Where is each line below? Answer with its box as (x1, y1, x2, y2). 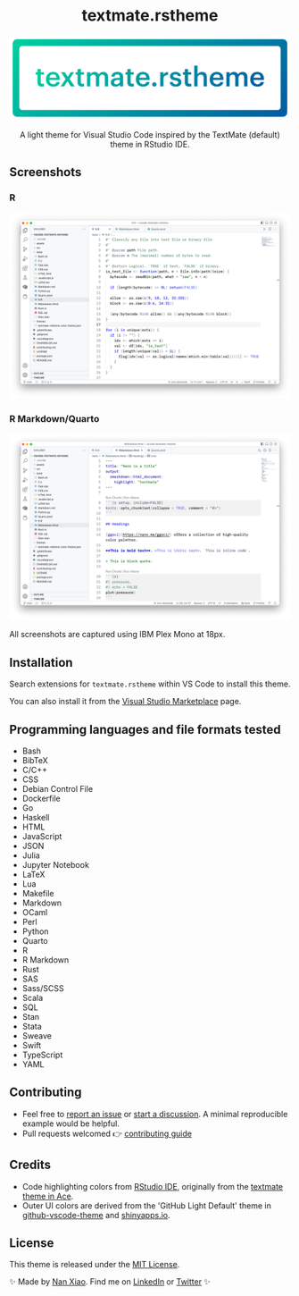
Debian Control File (21, 784, 94, 795)
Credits (9, 1157, 52, 1173)
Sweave (21, 1031, 52, 1041)
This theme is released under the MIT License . (9, 1259, 180, 1270)
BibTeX (21, 755, 49, 766)
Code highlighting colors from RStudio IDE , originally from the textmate (21, 1181, 284, 1191)
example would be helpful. (21, 1118, 120, 1129)
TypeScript (21, 1049, 63, 1060)
